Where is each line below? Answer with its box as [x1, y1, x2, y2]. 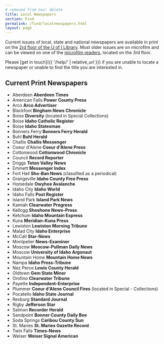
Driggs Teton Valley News [12, 160, 67, 166]
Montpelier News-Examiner [12, 238, 70, 244]
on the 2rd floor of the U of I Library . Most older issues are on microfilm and [5, 44, 160, 50]
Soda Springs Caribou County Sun [12, 317, 84, 323]
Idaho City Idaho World [12, 186, 60, 192]
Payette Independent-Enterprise [12, 280, 80, 286]
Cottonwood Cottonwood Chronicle [12, 149, 86, 155]
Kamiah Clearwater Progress [12, 202, 73, 208]
